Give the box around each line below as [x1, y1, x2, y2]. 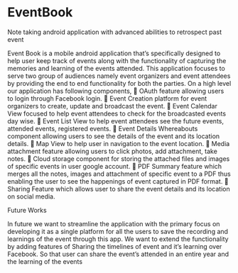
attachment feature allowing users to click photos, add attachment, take [7, 147, 218, 155]
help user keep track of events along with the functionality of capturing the [7, 56, 227, 65]
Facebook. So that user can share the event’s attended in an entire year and [7, 250, 229, 258]
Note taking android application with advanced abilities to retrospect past [7, 28, 222, 36]
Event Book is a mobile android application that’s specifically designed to [7, 49, 221, 57]
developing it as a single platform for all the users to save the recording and [7, 227, 229, 235]
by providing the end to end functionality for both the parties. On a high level [7, 79, 232, 87]
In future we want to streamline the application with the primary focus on [7, 219, 220, 228]
